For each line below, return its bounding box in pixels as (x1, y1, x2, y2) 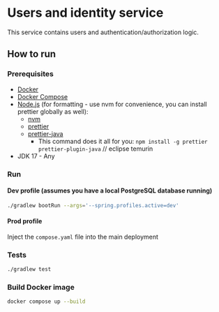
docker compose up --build (7, 298, 86, 305)
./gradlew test (7, 266, 52, 273)
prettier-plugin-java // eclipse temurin (38, 144, 153, 153)
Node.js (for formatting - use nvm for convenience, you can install (17, 100, 207, 108)
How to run (7, 48, 56, 60)
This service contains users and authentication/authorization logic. (7, 28, 199, 36)
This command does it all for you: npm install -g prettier (38, 137, 208, 145)
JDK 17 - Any (17, 151, 55, 160)
